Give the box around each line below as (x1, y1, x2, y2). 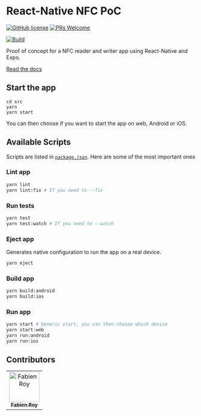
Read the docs (6, 65, 42, 73)
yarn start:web (6, 327, 44, 333)
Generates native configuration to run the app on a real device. (6, 248, 161, 256)
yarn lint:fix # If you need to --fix (6, 187, 103, 193)
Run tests (6, 201, 35, 210)
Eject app (6, 235, 34, 243)
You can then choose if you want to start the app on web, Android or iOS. (6, 119, 187, 127)
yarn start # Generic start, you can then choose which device (6, 321, 168, 328)
